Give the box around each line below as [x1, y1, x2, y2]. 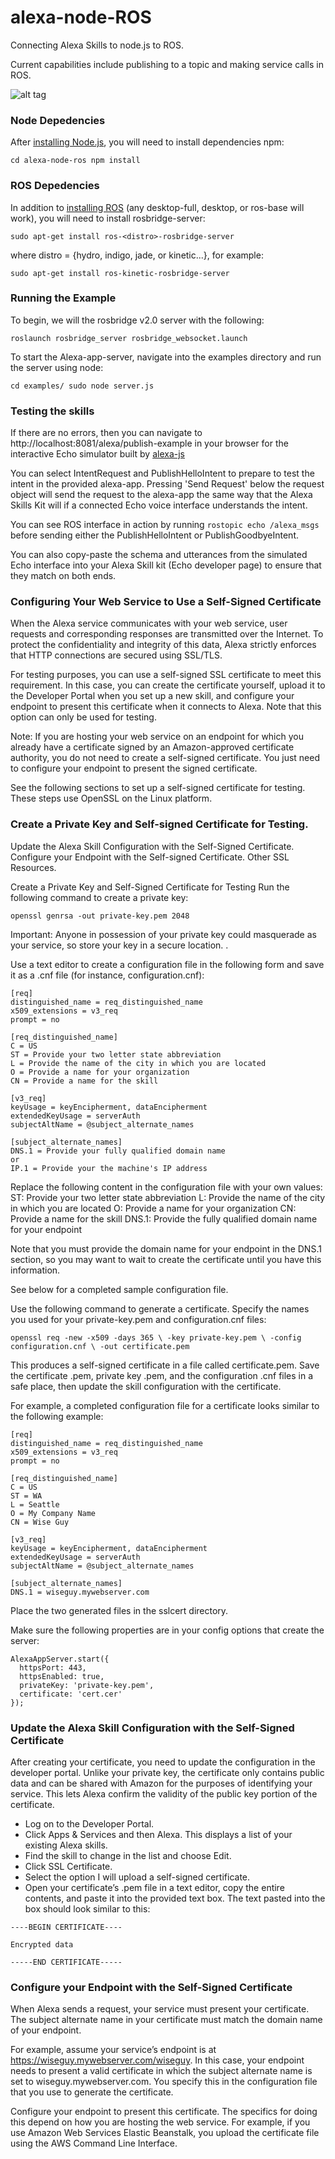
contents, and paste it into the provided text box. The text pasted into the [24, 1892, 326, 1905]
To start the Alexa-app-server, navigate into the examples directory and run [10, 351, 322, 363]
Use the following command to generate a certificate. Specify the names [10, 1302, 310, 1315]
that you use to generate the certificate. [10, 2086, 174, 2098]
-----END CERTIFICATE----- [10, 1957, 123, 1968]
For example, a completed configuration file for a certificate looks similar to [10, 1399, 320, 1411]
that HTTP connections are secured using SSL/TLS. [10, 649, 223, 661]
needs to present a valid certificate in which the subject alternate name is [10, 2065, 313, 2077]
